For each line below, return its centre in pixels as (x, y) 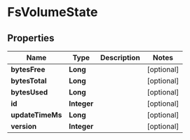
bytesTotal (29, 81)
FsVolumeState (53, 12)
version (24, 126)
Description (120, 58)
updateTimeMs (36, 115)
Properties (31, 38)
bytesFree (28, 69)
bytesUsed (29, 92)
